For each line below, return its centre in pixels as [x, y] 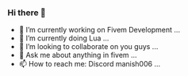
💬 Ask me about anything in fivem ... [78, 55]
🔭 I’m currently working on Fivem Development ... [99, 30]
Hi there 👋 [27, 13]
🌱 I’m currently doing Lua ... [64, 38]
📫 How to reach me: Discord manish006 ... [89, 64]
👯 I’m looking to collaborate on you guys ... [88, 47]
